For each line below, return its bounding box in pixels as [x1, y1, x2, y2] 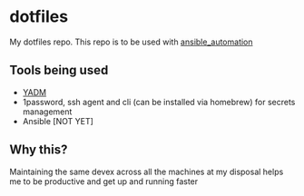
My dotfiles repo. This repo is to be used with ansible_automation [9, 36, 253, 47]
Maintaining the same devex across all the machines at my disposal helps [9, 166, 284, 177]
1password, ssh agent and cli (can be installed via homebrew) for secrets [22, 96, 296, 107]
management [22, 106, 73, 117]
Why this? [9, 142, 68, 158]
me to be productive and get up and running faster [9, 175, 199, 187]
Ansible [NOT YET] [22, 115, 93, 126]
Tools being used [9, 63, 109, 78]
